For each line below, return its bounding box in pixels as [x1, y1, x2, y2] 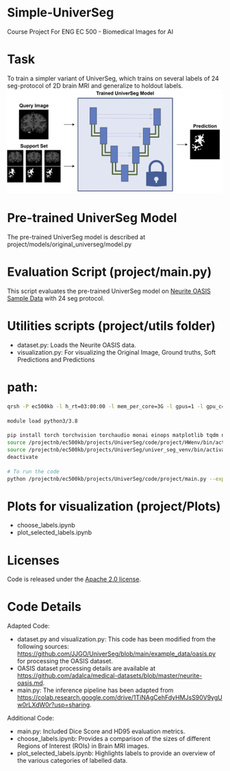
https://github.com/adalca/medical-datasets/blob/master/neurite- [16, 672, 203, 680]
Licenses [7, 552, 60, 568]
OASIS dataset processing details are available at [16, 664, 156, 673]
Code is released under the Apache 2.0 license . [7, 575, 142, 584]
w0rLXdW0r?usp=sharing [16, 701, 90, 709]
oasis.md [16, 679, 43, 687]
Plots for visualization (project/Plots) [7, 499, 221, 514]
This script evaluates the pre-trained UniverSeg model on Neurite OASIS [7, 287, 211, 295]
